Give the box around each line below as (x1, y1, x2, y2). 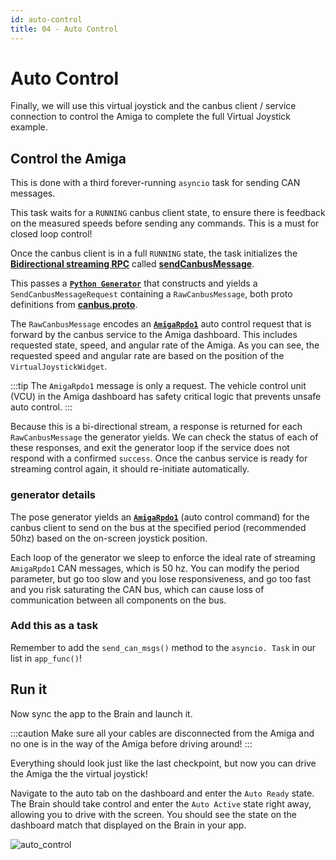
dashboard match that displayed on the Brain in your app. (10, 819, 247, 831)
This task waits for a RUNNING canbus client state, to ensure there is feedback (10, 207, 326, 219)
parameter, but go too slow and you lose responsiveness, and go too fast (10, 572, 312, 585)
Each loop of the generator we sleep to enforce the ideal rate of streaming (10, 551, 316, 563)
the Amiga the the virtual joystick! (10, 767, 148, 780)
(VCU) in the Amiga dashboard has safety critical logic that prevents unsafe (10, 391, 322, 403)
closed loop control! (10, 228, 93, 240)
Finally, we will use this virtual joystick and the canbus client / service (10, 100, 297, 112)
